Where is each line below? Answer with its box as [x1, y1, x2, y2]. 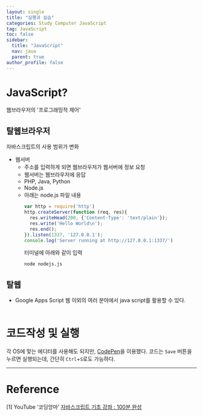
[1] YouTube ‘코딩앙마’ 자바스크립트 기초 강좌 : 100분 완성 [6, 403, 142, 411]
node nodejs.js [24, 261, 62, 267]
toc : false [6, 31, 34, 38]
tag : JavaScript [6, 25, 47, 32]
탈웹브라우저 [6, 125, 50, 136]
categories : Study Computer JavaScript [6, 20, 107, 26]
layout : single [6, 8, 45, 15]
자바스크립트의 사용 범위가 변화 [6, 143, 80, 150]
